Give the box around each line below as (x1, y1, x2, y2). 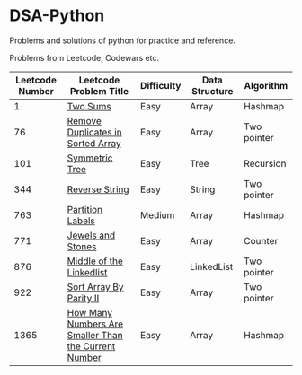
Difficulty (140, 79, 182, 92)
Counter (244, 234, 279, 247)
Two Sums (67, 100, 112, 112)
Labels (67, 214, 96, 227)
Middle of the (67, 255, 124, 267)
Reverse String (67, 183, 129, 196)
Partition (67, 203, 103, 215)
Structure (191, 84, 234, 97)
